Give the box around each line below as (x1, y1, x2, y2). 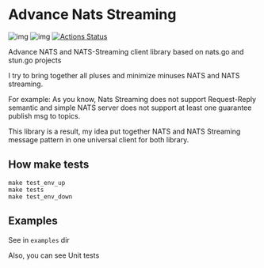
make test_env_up (8, 179, 66, 187)
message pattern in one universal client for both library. (8, 134, 189, 144)
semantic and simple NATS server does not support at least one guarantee (8, 103, 252, 112)
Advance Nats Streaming (8, 6, 177, 24)
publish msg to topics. (8, 111, 81, 120)
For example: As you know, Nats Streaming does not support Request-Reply (8, 94, 256, 104)
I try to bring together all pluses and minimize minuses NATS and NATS (8, 70, 240, 80)
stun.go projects (8, 55, 62, 65)
